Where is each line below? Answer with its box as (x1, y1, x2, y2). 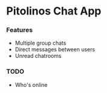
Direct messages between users (14, 46, 95, 53)
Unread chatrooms (14, 53, 62, 60)
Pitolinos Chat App (6, 4, 102, 18)
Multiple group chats (14, 39, 67, 46)
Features (6, 26, 33, 34)
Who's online (14, 81, 48, 88)
